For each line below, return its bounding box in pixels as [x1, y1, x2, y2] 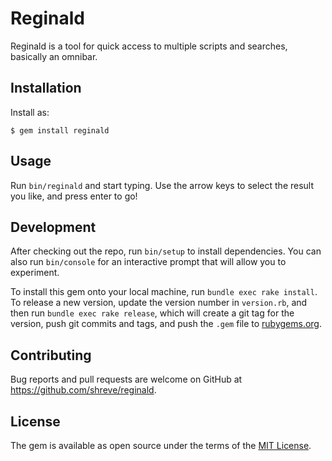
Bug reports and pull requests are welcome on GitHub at [10, 373, 243, 386]
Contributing [10, 347, 92, 364]
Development [10, 218, 97, 236]
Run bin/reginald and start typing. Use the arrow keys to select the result [10, 179, 315, 191]
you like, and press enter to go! [10, 190, 138, 202]
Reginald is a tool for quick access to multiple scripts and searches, [10, 40, 288, 52]
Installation [10, 80, 82, 97]
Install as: [10, 106, 50, 118]
